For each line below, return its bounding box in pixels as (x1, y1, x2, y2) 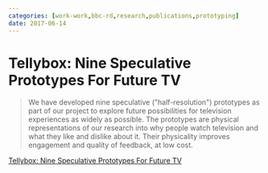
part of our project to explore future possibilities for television (27, 106, 232, 116)
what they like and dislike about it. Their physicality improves (27, 132, 230, 142)
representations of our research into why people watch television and (27, 123, 259, 133)
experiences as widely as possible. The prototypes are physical (27, 114, 239, 125)
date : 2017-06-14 (8, 19, 67, 27)
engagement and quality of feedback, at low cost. (27, 140, 193, 150)
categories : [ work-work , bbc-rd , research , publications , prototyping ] (8, 11, 240, 20)
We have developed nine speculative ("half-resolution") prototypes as (27, 97, 260, 107)
